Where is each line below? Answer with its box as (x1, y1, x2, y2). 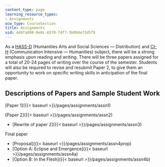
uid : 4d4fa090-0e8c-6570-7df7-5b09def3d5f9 (5, 30, 96, 35)
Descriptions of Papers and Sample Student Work (5, 89, 160, 98)
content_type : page (5, 7, 45, 12)
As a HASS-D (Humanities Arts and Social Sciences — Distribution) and (5, 44, 150, 49)
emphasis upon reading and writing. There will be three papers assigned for (5, 54, 159, 60)
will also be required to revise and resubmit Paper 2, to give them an (5, 65, 143, 70)
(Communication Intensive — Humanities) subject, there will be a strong (9, 49, 155, 55)
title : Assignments (5, 26, 45, 31)
